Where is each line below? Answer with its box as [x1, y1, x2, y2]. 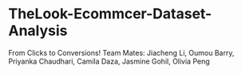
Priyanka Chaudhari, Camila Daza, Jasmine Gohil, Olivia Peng [8, 56, 210, 66]
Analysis [8, 21, 68, 40]
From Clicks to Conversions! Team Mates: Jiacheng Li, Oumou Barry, [8, 48, 235, 57]
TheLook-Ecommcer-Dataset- [8, 5, 212, 23]
